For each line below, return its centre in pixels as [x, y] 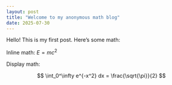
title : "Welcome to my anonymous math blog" [63, 17]
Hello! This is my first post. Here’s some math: [63, 40]
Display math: [23, 64]
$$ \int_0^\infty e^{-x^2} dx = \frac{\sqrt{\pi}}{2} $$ [101, 76]
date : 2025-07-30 [28, 23]
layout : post [23, 12]
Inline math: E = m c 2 [32, 52]
